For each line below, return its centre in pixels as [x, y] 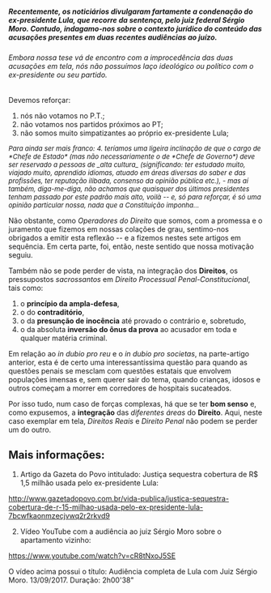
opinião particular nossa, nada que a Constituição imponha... [104, 205]
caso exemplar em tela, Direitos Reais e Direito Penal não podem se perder [133, 420]
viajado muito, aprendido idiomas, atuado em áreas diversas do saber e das [127, 173]
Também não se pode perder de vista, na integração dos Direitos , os [123, 271]
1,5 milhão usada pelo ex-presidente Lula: [89, 483]
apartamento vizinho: [55, 540]
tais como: [26, 288]
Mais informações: [57, 455]
